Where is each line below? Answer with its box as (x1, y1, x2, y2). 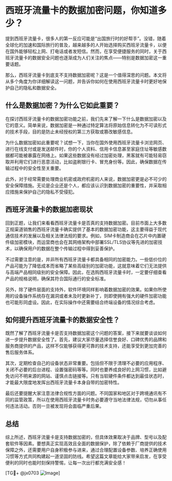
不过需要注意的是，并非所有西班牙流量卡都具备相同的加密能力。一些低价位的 (5, 256, 167, 262)
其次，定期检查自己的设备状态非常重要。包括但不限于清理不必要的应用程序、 (5, 360, 167, 366)
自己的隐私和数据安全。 (9, 85, 59, 91)
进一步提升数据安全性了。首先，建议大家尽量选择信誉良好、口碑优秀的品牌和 (5, 337, 167, 343)
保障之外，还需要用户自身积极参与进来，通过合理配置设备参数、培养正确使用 (5, 447, 167, 453)
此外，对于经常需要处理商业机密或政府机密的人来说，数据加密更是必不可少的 (5, 176, 167, 182)
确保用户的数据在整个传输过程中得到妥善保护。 (18, 245, 118, 252)
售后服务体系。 (5, 349, 37, 355)
